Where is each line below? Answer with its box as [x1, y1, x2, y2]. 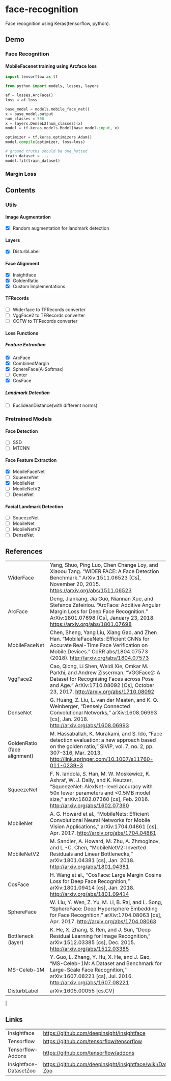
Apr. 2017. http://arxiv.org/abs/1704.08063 [50, 918, 157, 925]
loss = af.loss [5, 98, 38, 103]
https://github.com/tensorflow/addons [43, 1049, 135, 1056]
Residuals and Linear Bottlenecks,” [50, 850, 133, 857]
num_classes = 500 [5, 116, 44, 121]
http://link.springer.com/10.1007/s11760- [50, 756, 154, 763]
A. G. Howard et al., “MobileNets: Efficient [50, 811, 149, 818]
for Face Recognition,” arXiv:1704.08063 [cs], [50, 911, 162, 919]
